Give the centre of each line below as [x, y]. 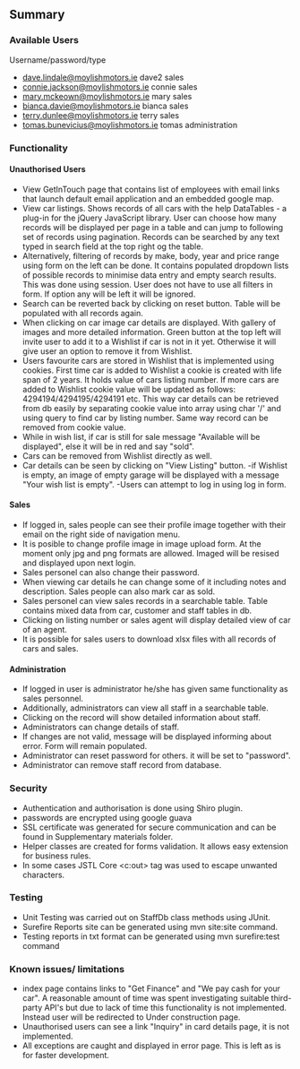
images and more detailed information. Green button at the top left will [152, 332]
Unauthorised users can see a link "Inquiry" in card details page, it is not [155, 1027]
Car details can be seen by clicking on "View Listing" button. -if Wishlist [155, 465]
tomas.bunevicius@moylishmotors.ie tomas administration [130, 125]
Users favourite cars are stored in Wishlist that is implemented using [148, 360]
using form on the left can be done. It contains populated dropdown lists [155, 265]
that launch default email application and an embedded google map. [148, 198]
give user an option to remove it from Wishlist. [107, 351]
